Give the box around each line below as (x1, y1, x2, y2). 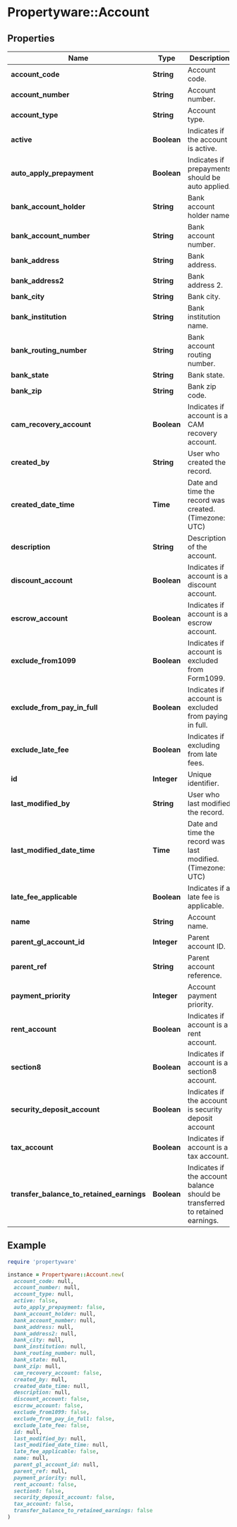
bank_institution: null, (13, 1343, 87, 1351)
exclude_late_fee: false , (13, 1422, 90, 1429)
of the (188, 542, 207, 552)
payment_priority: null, (13, 1474, 87, 1481)
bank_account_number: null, (13, 1317, 97, 1324)
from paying (188, 712, 228, 721)
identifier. (188, 779, 220, 788)
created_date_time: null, (13, 1382, 90, 1389)
